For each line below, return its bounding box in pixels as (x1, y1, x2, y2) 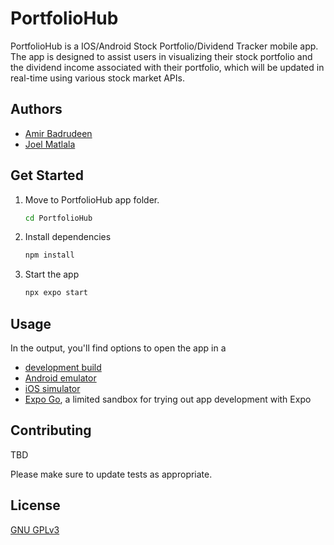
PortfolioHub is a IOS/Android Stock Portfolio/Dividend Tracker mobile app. (10, 40, 319, 52)
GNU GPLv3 (10, 523, 60, 536)
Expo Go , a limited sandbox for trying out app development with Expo (24, 393, 312, 405)
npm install (24, 250, 75, 261)
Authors (10, 101, 63, 118)
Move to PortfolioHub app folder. (24, 193, 160, 206)
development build (24, 362, 102, 373)
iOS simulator (24, 383, 81, 394)
